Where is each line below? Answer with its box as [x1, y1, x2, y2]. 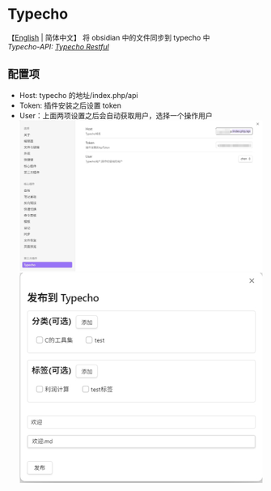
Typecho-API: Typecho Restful [7, 41, 110, 51]
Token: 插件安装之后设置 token [19, 100, 122, 110]
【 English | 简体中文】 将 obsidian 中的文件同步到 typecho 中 [7, 32, 210, 42]
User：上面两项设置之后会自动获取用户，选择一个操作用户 [19, 110, 214, 120]
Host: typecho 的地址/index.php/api [19, 90, 138, 100]
